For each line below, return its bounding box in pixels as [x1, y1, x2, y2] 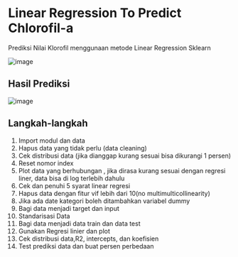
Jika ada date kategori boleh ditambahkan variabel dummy [18, 197, 190, 205]
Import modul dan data [18, 136, 86, 145]
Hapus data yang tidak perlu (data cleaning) [18, 143, 148, 152]
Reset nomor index [18, 158, 74, 168]
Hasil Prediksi [8, 78, 70, 90]
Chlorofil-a [8, 20, 74, 36]
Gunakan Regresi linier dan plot [18, 226, 111, 235]
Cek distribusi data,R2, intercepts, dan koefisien [18, 234, 159, 243]
